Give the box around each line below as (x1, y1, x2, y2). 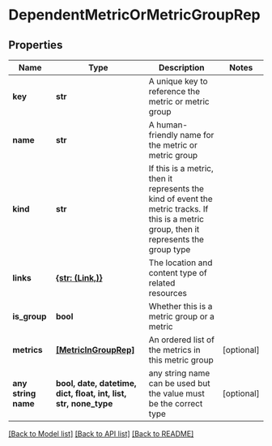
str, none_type (55, 398, 113, 409)
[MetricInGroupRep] (55, 345, 135, 355)
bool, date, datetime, (55, 378, 137, 388)
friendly (148, 130, 178, 140)
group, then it (148, 224, 200, 234)
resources (148, 288, 188, 298)
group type (148, 244, 191, 255)
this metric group (148, 354, 214, 366)
